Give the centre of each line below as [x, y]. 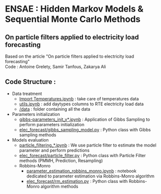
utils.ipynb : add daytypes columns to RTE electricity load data [81, 104]
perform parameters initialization [52, 124]
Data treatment [27, 94]
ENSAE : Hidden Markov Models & [74, 9]
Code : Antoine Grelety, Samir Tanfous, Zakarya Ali [56, 67]
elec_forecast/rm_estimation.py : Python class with [77, 181]
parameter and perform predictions [54, 150]
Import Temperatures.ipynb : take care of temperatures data [79, 98]
